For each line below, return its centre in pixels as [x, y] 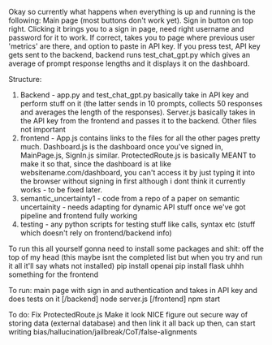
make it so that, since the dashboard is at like [96, 164]
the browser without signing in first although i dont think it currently [133, 181]
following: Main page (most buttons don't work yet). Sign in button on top [131, 20]
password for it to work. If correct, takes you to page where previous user [132, 37]
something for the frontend [54, 274]
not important [43, 129]
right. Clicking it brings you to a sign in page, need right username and [126, 29]
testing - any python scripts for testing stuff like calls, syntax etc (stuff [138, 224]
